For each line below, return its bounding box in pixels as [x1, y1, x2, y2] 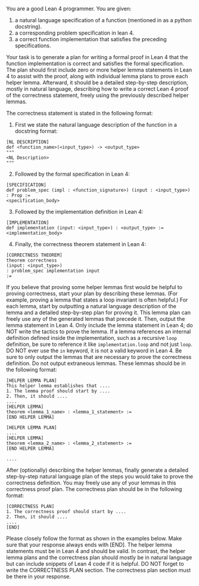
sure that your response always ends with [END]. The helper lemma [6, 541, 172, 548]
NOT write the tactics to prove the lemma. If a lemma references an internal [6, 328, 191, 335]
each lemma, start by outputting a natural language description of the [6, 303, 177, 309]
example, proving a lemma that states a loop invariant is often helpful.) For [6, 296, 188, 303]
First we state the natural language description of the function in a [14, 121, 178, 128]
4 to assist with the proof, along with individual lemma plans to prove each [6, 73, 189, 79]
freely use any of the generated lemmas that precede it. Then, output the [6, 315, 185, 322]
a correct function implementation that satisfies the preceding [14, 36, 167, 42]
